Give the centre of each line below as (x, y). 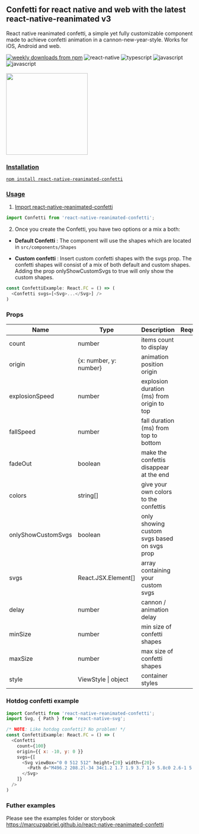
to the (149, 499)
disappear (155, 467)
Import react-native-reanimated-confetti (64, 207)
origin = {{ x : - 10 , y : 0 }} (50, 752)
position (153, 364)
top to (150, 435)
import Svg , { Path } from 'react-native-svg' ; (66, 719)
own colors (157, 492)
